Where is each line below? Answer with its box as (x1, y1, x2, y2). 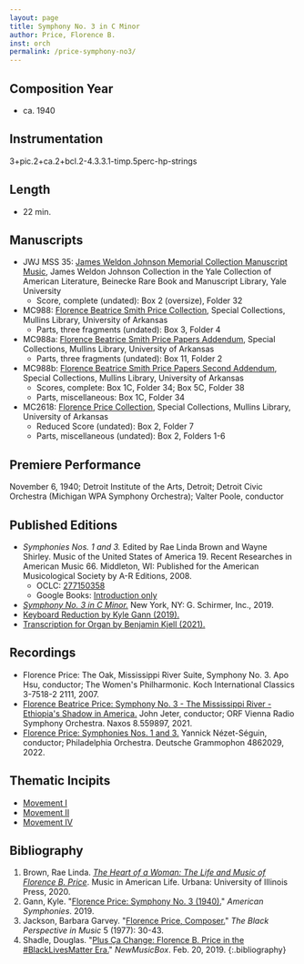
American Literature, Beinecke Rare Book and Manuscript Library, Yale (22, 276, 287, 287)
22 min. (22, 206, 52, 217)
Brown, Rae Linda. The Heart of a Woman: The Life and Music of (22, 867, 266, 878)
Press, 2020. (22, 887, 71, 898)
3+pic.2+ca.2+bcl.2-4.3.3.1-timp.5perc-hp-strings (9, 156, 198, 167)
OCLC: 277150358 (35, 580, 106, 591)
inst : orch (9, 38, 51, 48)
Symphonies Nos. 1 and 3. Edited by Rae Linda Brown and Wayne (22, 542, 268, 552)
